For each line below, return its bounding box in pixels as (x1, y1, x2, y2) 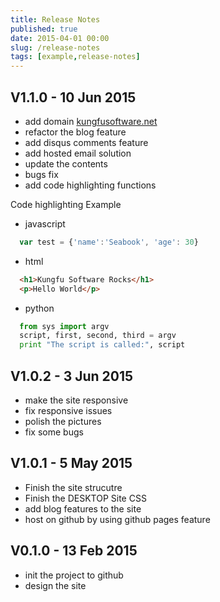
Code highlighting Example (10, 198, 122, 210)
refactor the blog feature (24, 126, 127, 138)
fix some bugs (24, 426, 84, 438)
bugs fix (24, 168, 59, 180)
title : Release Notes (10, 14, 101, 25)
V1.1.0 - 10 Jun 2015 (10, 89, 137, 106)
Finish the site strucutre (24, 481, 123, 493)
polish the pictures (24, 416, 102, 427)
